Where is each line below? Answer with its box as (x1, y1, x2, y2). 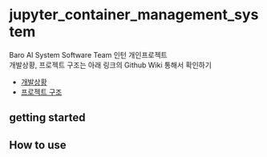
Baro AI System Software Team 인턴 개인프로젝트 (9, 50, 168, 59)
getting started (9, 111, 86, 125)
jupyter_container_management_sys (9, 6, 259, 24)
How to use (9, 138, 67, 151)
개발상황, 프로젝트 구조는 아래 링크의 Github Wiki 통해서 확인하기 (9, 60, 212, 70)
